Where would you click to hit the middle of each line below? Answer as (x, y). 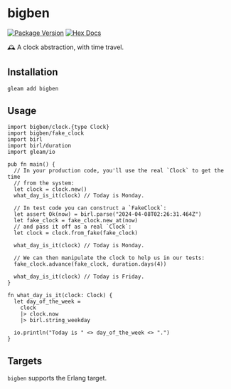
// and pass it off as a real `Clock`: (73, 227)
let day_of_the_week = (47, 302)
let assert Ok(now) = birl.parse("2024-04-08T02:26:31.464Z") (108, 214)
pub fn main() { (31, 165)
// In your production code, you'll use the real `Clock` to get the (119, 171)
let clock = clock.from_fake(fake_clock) (76, 233)
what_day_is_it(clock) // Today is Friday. (79, 277)
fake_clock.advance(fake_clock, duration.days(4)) (90, 264)
